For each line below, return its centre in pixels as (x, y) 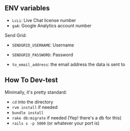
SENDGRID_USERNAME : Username (43, 45)
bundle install (28, 113)
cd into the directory (32, 101)
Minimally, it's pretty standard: (36, 92)
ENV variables (27, 8)
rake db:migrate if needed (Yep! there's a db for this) (67, 117)
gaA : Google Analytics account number (52, 25)
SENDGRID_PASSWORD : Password (42, 54)
